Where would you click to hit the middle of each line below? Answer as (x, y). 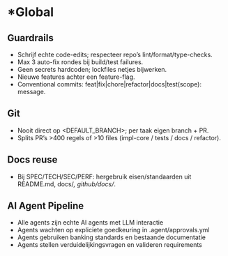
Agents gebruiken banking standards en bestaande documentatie (111, 237)
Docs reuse (32, 160)
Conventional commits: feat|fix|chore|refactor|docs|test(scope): (109, 84)
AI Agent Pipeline (46, 206)
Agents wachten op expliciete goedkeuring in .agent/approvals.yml (113, 230)
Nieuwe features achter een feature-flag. (76, 77)
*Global (31, 12)
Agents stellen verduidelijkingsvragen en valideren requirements (109, 245)
